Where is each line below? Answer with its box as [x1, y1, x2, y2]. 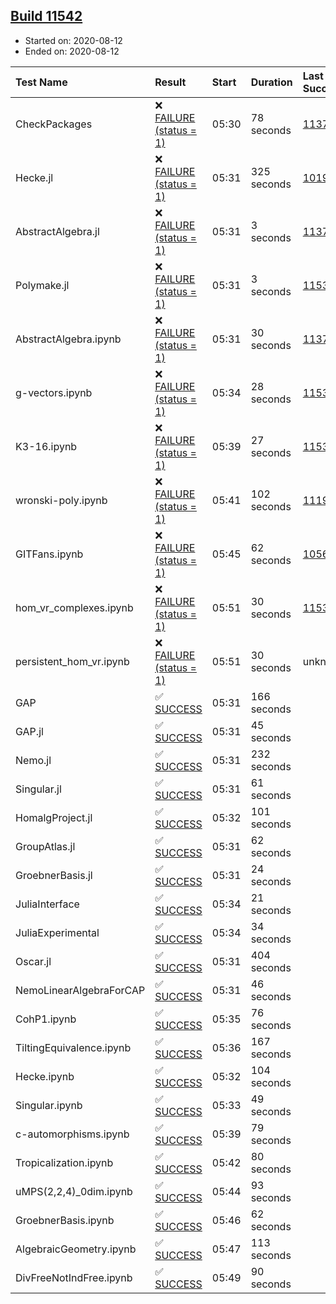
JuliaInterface [15, 897, 80, 911]
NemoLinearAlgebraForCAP [15, 983, 146, 997]
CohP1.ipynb [15, 1012, 77, 1026]
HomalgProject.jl [15, 810, 93, 824]
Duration [250, 75, 293, 89]
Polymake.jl [15, 278, 70, 292]
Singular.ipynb [15, 1098, 83, 1112]
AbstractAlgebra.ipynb [15, 332, 122, 346]
